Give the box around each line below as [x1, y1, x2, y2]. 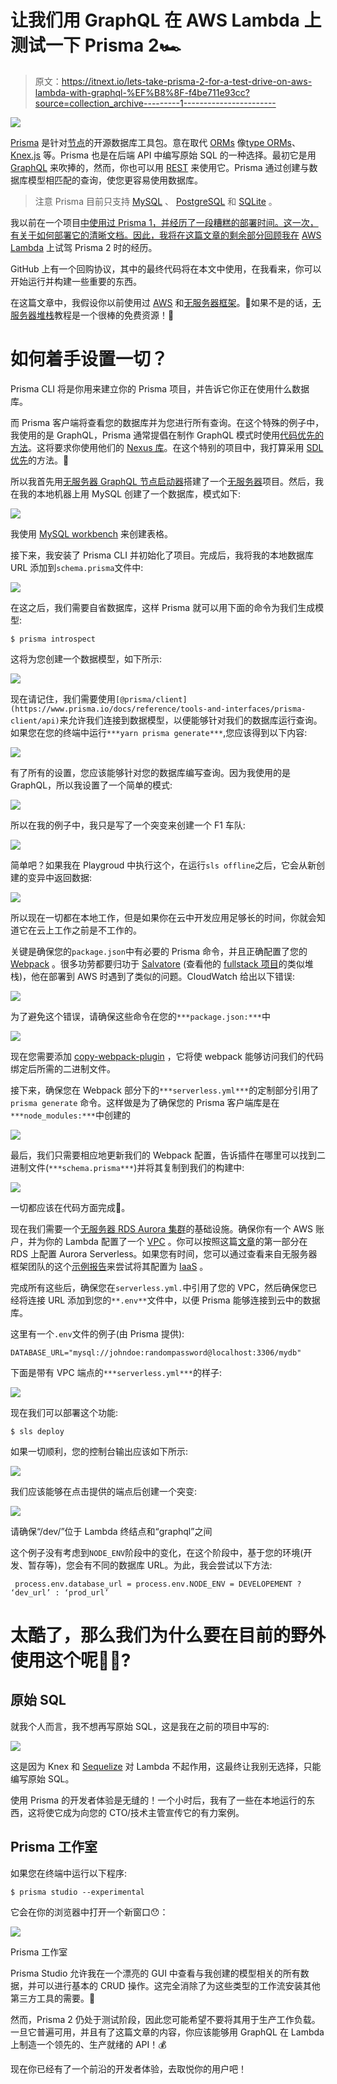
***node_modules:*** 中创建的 [10, 1109, 132, 1121]
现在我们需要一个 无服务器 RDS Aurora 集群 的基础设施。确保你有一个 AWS [10, 1222, 314, 1235]
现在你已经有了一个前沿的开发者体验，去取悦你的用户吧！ [10, 2062, 247, 2075]
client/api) [10, 716, 60, 726]
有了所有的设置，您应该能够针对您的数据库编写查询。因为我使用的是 [10, 766, 291, 778]
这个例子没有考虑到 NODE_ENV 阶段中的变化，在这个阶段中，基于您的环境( [10, 1546, 304, 1558]
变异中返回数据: [27, 871, 93, 883]
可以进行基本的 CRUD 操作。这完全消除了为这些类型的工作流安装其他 [36, 1979, 321, 1991]
